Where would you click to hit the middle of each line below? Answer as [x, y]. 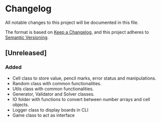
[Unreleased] [26, 53]
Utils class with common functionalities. [53, 89]
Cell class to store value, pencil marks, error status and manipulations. [84, 78]
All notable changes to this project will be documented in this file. [72, 22]
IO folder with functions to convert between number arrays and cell [81, 99]
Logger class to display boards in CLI [50, 110]
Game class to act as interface [43, 115]
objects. [21, 105]
